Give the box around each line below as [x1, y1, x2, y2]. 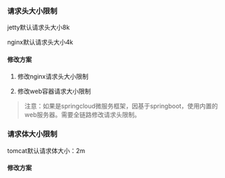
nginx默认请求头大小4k [7, 38, 73, 47]
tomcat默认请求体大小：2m [7, 146, 86, 154]
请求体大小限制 [7, 129, 58, 139]
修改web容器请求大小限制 [17, 87, 91, 95]
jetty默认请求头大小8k [7, 23, 70, 32]
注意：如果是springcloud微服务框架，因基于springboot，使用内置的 [24, 102, 218, 110]
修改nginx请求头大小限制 [17, 72, 88, 81]
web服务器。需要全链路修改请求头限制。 [24, 110, 141, 119]
